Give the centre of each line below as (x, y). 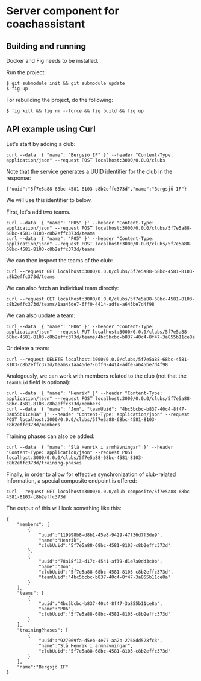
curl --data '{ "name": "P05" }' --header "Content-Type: (80, 223)
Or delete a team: (28, 348)
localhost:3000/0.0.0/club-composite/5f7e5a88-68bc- (125, 492)
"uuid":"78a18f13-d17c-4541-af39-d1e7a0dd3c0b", (100, 561)
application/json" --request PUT (48, 332)
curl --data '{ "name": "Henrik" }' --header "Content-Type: (85, 393)
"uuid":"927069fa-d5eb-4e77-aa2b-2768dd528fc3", (100, 641)
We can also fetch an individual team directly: (63, 288)
